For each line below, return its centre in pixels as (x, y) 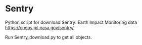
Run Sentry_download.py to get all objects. (49, 37)
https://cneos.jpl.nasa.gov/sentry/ (40, 27)
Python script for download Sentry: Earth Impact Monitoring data (71, 22)
